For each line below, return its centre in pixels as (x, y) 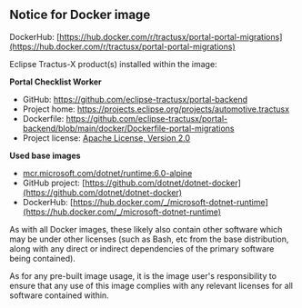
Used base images (45, 155)
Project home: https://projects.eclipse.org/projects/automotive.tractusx (156, 109)
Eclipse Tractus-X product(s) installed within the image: (113, 64)
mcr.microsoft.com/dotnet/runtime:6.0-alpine (107, 173)
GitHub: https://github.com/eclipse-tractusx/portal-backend (135, 99)
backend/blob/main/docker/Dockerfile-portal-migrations (128, 128)
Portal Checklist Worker (55, 82)
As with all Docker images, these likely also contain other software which (146, 229)
